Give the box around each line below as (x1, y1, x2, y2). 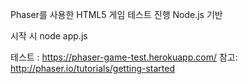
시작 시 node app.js (10, 30, 88, 42)
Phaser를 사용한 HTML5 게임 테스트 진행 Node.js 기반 (10, 9, 223, 20)
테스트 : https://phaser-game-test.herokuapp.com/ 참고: (10, 51, 238, 63)
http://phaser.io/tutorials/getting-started (10, 63, 175, 74)
